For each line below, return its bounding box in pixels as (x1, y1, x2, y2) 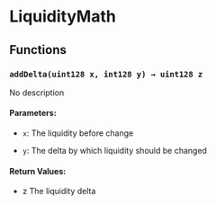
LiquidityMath (9, 6, 117, 27)
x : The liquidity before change (22, 128, 134, 138)
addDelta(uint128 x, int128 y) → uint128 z (9, 69, 203, 79)
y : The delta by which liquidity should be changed (22, 146, 207, 156)
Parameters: (9, 108, 57, 119)
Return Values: (9, 165, 67, 176)
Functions (9, 42, 67, 58)
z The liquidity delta (22, 186, 96, 197)
